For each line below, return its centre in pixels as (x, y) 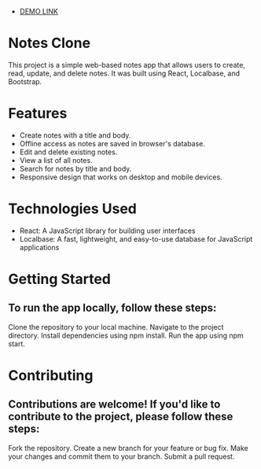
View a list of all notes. (56, 160)
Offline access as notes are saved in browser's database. (112, 143)
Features (38, 114)
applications (39, 247)
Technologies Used (73, 209)
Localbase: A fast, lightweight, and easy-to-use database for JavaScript (136, 238)
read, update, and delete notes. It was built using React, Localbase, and (124, 73)
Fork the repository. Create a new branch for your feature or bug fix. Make (129, 448)
